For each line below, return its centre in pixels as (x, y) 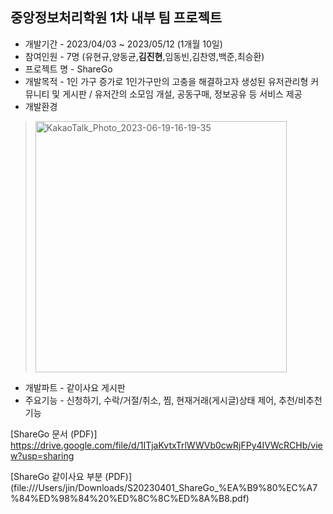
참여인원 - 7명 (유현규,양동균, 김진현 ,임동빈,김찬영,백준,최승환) (144, 56)
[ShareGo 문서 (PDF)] (54, 434)
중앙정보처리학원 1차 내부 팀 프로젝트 (116, 18)
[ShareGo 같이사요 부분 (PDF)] (71, 476)
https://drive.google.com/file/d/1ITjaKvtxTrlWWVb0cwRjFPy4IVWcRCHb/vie (166, 445)
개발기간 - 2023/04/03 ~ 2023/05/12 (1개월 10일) (123, 44)
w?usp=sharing (42, 455)
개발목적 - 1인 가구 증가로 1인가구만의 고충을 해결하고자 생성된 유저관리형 (166, 81)
